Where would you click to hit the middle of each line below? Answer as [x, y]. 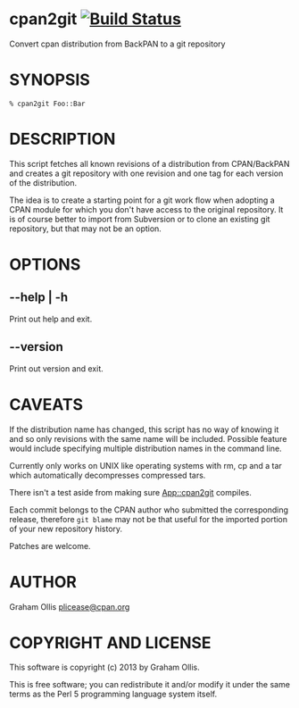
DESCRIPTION [62, 139]
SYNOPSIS [50, 80]
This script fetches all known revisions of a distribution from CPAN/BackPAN [149, 163]
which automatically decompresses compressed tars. [108, 475]
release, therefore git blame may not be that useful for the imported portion [149, 519]
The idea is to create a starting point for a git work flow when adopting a [142, 200]
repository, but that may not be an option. [86, 229]
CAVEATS [46, 404]
